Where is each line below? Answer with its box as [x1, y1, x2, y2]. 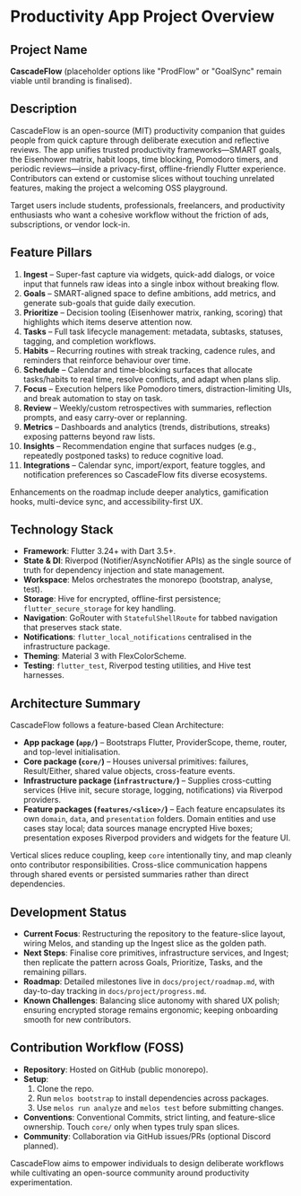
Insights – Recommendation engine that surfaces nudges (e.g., [22, 440, 257, 451]
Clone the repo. [36, 1083, 95, 1094]
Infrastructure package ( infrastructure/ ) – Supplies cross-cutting [22, 775, 272, 787]
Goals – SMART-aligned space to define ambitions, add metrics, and [22, 287, 276, 298]
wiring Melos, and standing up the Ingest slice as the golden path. [22, 938, 267, 949]
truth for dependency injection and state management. [22, 565, 225, 576]
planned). [22, 1140, 59, 1151]
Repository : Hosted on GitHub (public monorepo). [22, 1064, 209, 1075]
